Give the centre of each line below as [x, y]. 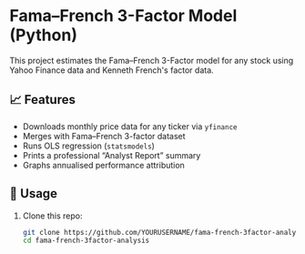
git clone [41, 232]
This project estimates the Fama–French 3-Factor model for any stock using [152, 60]
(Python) [43, 35]
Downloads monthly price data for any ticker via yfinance [130, 126]
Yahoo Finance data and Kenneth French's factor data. [112, 70]
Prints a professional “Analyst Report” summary [112, 155]
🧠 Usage [33, 193]
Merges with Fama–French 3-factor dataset [104, 136]
